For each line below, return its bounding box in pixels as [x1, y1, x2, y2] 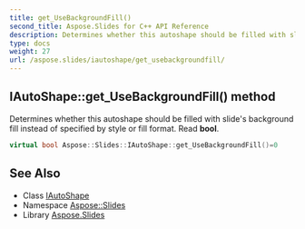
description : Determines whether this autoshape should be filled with [9, 30, 286, 39]
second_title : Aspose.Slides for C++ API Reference [9, 22, 209, 31]
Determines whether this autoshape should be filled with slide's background [9, 113, 294, 124]
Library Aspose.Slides [22, 209, 105, 220]
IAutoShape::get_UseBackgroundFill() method [9, 89, 276, 105]
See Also [9, 165, 61, 182]
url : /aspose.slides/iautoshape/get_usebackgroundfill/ [9, 55, 225, 65]
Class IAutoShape [22, 190, 90, 201]
